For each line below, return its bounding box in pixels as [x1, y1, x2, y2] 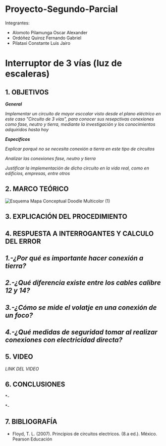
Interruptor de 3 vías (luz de [5, 58, 122, 69]
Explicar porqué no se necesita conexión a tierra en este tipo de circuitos [5, 146, 155, 152]
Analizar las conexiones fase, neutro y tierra [5, 155, 96, 161]
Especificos [5, 136, 30, 142]
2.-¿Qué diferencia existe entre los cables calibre [5, 278, 161, 287]
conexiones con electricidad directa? [5, 336, 123, 344]
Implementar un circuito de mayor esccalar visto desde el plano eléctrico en [5, 110, 161, 116]
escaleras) [5, 68, 50, 80]
